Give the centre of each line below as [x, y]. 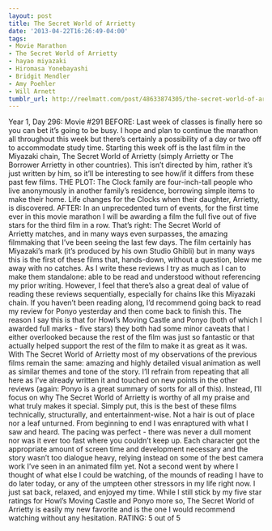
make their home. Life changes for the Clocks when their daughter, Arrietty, [134, 199]
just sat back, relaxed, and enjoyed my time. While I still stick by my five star [135, 492]
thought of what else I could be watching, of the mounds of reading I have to [136, 475]
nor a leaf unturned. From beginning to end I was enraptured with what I [128, 423]
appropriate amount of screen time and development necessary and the [128, 449]
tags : [17, 39]
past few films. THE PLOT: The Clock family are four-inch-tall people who [131, 182]
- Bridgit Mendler [39, 76]
